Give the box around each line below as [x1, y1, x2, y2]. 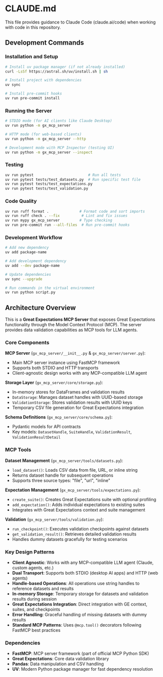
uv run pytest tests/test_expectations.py [5, 182, 93, 187]
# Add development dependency [5, 259, 67, 264]
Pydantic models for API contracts [12, 424, 81, 430]
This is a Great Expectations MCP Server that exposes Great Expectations [5, 316, 155, 322]
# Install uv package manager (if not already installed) [5, 64, 125, 69]
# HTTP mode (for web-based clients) [5, 132, 82, 137]
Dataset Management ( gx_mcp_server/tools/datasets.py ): [5, 458, 123, 463]
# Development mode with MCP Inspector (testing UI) [5, 145, 115, 150]
